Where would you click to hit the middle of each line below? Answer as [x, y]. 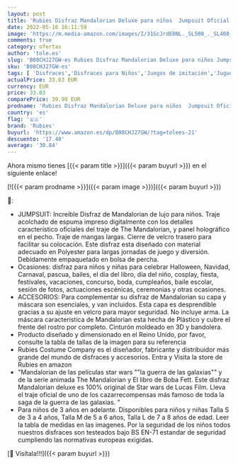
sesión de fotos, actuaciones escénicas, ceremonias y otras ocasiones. [122, 289]
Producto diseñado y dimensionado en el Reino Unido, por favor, [112, 335]
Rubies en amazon [45, 364]
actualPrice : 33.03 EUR [42, 80]
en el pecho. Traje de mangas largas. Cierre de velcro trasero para [114, 237]
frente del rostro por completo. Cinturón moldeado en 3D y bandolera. [120, 327]
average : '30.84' [33, 146]
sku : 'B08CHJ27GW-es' [39, 67]
